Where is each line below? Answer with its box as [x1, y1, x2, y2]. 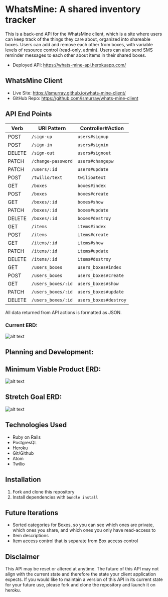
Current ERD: [5, 322, 38, 329]
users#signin [77, 142, 109, 148]
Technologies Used [5, 421, 67, 429]
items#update [77, 248, 109, 254]
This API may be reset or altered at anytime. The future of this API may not [5, 566, 159, 572]
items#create [77, 232, 109, 237]
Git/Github [12, 450, 34, 456]
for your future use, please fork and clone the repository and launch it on [5, 582, 156, 588]
